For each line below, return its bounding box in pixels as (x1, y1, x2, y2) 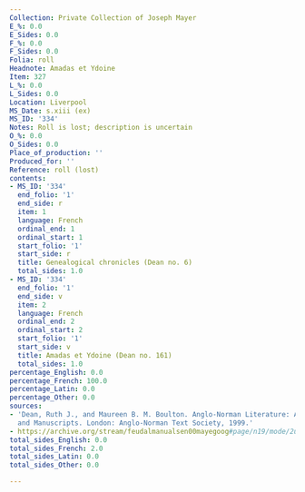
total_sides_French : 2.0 (9, 444, 103, 453)
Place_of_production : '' (9, 148, 103, 157)
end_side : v (17, 291, 64, 300)
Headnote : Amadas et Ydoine (9, 64, 116, 74)
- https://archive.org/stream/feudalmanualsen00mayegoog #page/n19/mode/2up (9, 427, 302, 436)
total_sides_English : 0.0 (9, 435, 107, 445)
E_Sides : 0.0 (9, 30, 59, 39)
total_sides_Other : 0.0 (9, 460, 100, 470)
